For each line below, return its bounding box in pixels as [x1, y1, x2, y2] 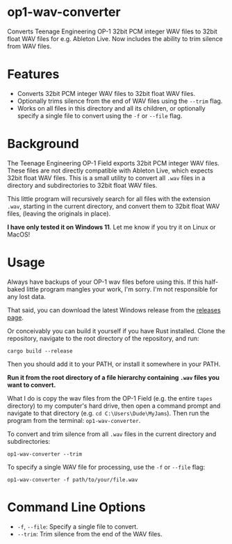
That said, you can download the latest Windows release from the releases [7, 305, 221, 314]
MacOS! [7, 230, 31, 239]
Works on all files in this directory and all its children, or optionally [17, 104, 206, 112]
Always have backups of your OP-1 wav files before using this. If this [7, 278, 204, 286]
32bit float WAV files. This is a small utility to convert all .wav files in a [7, 173, 206, 182]
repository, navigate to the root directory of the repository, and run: [7, 334, 199, 342]
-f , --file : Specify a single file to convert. [17, 522, 139, 531]
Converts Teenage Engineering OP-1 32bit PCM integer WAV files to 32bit [7, 27, 217, 35]
